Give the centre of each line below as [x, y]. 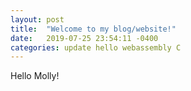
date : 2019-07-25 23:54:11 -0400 [84, 38]
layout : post [37, 19]
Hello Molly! [35, 76]
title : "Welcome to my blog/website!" [93, 29]
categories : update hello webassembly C [96, 47]
